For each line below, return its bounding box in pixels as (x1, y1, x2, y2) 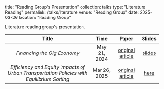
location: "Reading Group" (19, 15, 72, 20)
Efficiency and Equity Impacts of (10, 64, 85, 70)
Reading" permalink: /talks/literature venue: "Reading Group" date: (5, 9, 139, 15)
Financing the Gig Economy (16, 50, 80, 56)
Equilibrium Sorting (26, 76, 70, 82)
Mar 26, (92, 67, 111, 73)
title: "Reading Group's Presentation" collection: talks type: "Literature (5, 4, 145, 10)
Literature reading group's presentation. (5, 24, 85, 30)
